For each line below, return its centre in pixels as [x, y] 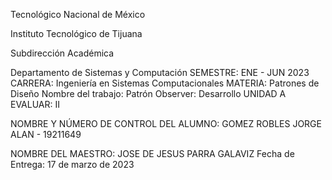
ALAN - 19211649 [46, 134]
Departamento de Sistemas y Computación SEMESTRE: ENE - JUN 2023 [160, 72]
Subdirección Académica [62, 53]
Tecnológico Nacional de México [78, 14]
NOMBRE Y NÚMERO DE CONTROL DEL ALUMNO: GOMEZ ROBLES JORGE [166, 123]
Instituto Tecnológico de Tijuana [76, 33]
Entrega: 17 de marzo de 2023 [72, 164]
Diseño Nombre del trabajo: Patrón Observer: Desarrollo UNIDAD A [148, 93]
